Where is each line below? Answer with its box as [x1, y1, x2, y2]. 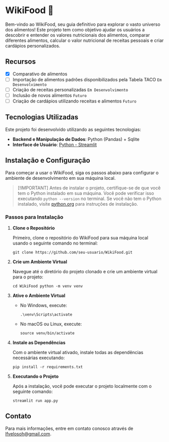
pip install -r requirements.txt [12, 364, 83, 369]
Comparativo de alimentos [12, 71, 68, 77]
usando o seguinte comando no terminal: [12, 240, 98, 246]
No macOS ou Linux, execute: [20, 321, 82, 327]
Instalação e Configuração [5, 156, 90, 165]
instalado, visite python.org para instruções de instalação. [17, 201, 138, 207]
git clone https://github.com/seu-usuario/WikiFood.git [12, 250, 133, 255]
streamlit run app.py [12, 398, 58, 403]
